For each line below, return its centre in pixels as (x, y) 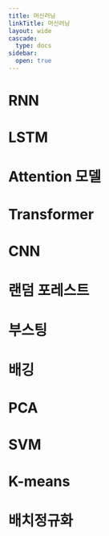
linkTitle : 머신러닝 (39, 23)
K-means (39, 481)
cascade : (23, 38)
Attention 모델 (55, 177)
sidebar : (23, 53)
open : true (34, 61)
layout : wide (30, 31)
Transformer (51, 214)
